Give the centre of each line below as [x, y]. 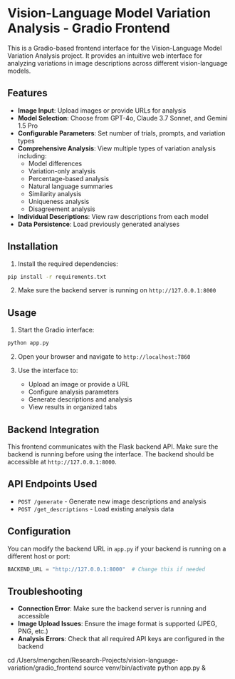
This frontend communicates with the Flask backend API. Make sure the [113, 446]
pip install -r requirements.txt [57, 277]
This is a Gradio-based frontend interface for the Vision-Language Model [115, 48]
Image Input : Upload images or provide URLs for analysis [102, 110]
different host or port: [39, 556]
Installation [33, 246]
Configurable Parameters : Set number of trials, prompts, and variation [121, 133]
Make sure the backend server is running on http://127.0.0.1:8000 [117, 290]
